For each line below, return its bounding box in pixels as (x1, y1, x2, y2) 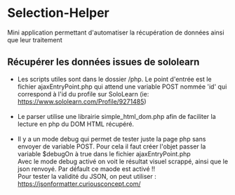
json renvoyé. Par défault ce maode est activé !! (17, 164, 156, 173)
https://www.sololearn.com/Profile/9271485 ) (17, 97, 147, 106)
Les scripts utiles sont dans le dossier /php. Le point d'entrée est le (17, 75, 212, 83)
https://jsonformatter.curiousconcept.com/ (17, 180, 142, 188)
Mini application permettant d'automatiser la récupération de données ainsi (7, 28, 224, 37)
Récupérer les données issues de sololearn (7, 56, 200, 68)
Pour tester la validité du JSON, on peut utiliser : (17, 172, 156, 180)
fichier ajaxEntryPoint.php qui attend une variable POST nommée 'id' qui (17, 82, 227, 91)
